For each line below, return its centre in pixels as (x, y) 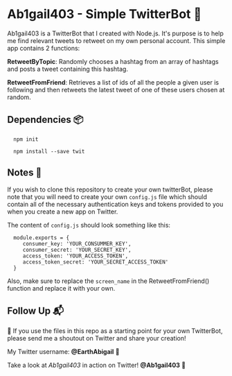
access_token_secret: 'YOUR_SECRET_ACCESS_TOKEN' (96, 262)
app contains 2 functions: (44, 48)
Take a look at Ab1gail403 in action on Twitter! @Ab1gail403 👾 (97, 365)
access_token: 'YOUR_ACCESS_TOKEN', (75, 256)
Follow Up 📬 (36, 310)
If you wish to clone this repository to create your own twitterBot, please (110, 189)
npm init (26, 139)
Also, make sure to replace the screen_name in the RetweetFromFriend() (108, 281)
